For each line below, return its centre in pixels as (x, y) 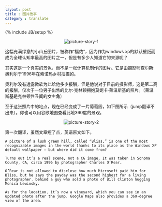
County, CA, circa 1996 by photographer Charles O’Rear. (64, 163)
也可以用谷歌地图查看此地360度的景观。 (64, 113)
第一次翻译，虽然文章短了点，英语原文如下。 (50, 132)
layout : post (18, 9)
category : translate (27, 18)
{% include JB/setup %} (29, 32)
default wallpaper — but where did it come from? (56, 150)
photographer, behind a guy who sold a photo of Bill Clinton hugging (78, 179)
